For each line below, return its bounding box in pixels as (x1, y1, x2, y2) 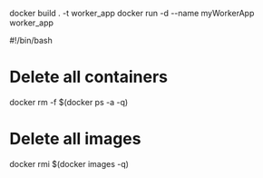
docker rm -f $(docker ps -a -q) (9, 96, 129, 107)
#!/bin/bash (9, 35, 53, 45)
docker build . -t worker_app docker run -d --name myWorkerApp (9, 8, 255, 18)
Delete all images (9, 129, 141, 149)
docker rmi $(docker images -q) (9, 158, 130, 169)
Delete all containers (9, 67, 169, 87)
